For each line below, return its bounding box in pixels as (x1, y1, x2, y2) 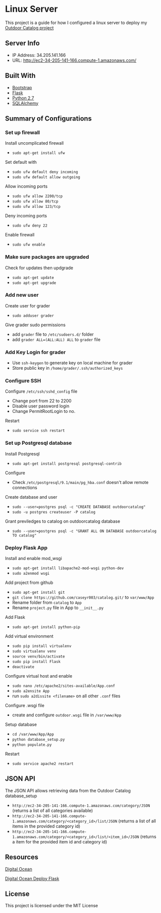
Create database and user (5, 494, 58, 500)
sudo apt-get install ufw (12, 151, 65, 155)
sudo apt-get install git (12, 590, 65, 595)
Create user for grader (5, 303, 50, 308)
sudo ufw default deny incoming (12, 170, 78, 175)
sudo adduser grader (12, 313, 54, 318)
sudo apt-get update (12, 275, 54, 280)
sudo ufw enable (12, 242, 45, 247)
